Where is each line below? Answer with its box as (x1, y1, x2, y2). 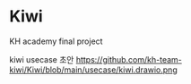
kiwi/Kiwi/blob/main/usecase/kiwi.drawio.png (9, 64, 178, 75)
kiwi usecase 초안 (9, 54, 74, 64)
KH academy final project (9, 36, 103, 46)
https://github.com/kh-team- (75, 54, 182, 64)
